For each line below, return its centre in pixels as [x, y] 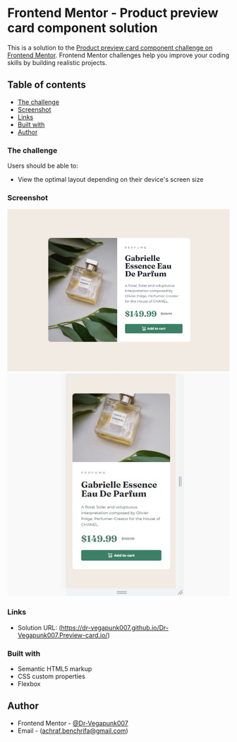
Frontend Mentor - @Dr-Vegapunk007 [73, 723]
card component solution [83, 28]
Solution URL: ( [39, 627]
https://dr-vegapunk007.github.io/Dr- [115, 627]
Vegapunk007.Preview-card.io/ [62, 635]
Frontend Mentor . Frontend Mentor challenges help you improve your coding [119, 55]
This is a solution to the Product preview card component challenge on [110, 47]
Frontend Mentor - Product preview [113, 13]
